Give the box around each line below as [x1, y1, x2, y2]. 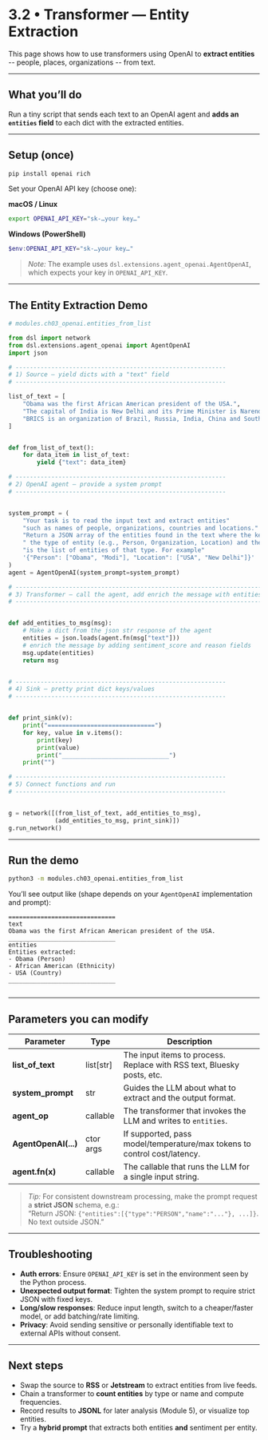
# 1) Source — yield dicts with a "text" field [8, 371, 170, 379]
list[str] [85, 1060, 113, 1070]
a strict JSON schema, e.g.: [27, 1200, 120, 1209]
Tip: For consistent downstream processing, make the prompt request [27, 1192, 258, 1201]
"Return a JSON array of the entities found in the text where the [22, 531, 251, 540]
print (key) [37, 736, 73, 744]
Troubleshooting [8, 1248, 93, 1261]
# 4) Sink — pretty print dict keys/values [8, 685, 156, 693]
